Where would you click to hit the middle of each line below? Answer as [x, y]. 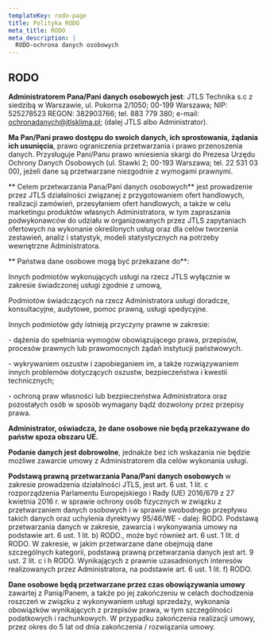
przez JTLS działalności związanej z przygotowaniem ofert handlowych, [126, 195]
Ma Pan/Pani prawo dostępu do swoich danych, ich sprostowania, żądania [133, 137]
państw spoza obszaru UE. [54, 436]
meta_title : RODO [37, 30]
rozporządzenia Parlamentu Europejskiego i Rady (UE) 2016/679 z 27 [121, 493]
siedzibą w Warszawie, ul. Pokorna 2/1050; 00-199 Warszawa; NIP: [118, 105]
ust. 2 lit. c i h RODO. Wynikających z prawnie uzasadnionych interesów [125, 560]
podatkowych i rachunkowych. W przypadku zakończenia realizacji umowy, [132, 618]
